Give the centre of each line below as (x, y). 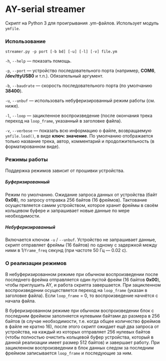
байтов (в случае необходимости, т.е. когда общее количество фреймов (83, 321)
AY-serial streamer (45, 9)
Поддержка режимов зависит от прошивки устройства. (65, 170)
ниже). (12, 106)
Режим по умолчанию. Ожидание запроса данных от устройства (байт (81, 194)
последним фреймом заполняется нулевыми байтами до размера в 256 (82, 315)
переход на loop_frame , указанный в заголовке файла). (64, 121)
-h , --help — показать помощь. (38, 61)
